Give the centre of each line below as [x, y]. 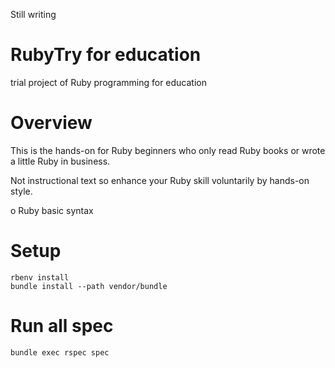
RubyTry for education [106, 55]
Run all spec [62, 326]
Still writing [33, 14]
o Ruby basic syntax [52, 210]
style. [21, 191]
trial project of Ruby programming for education [109, 82]
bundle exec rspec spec [60, 352]
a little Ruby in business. [60, 161]
